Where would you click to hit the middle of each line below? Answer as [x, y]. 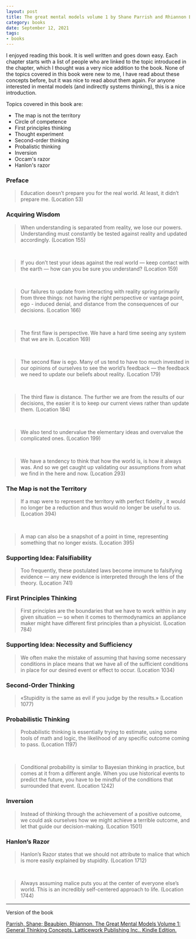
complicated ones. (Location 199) [60, 438]
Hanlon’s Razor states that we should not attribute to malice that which [105, 854]
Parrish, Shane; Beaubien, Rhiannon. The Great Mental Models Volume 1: [93, 924]
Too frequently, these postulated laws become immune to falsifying [101, 571]
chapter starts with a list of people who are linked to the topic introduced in [96, 62]
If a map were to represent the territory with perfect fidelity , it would [103, 501]
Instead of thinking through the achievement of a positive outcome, [101, 814]
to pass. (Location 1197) [49, 745]
